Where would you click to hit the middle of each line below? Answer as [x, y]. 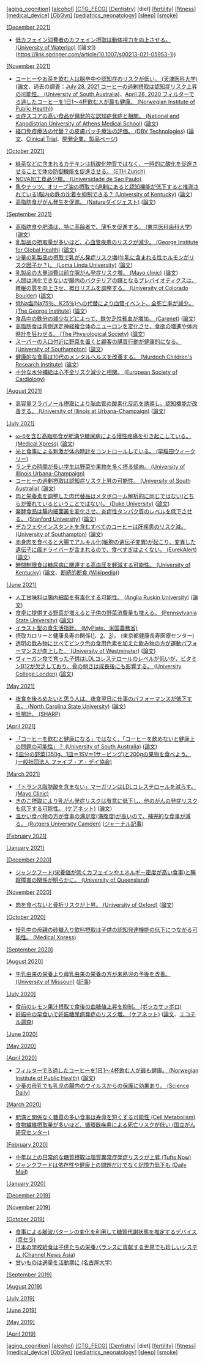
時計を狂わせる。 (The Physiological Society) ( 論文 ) [80, 334]
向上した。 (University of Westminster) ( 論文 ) [99, 651]
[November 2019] [28, 1207]
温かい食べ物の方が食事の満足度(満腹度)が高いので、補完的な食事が [100, 816]
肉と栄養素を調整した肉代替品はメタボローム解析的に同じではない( [99, 496]
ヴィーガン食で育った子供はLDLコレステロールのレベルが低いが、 [98, 658]
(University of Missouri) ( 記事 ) [53, 982]
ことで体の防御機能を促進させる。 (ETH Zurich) [86, 171]
